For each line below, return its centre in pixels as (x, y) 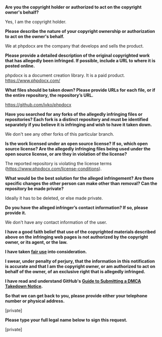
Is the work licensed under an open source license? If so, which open (76, 144)
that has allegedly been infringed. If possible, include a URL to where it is (80, 60)
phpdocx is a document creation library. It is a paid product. (65, 75)
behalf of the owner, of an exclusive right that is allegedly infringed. (75, 272)
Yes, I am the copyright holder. (36, 22)
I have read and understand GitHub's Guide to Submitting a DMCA (73, 281)
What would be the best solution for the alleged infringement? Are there (80, 178)
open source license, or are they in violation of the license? (66, 154)
